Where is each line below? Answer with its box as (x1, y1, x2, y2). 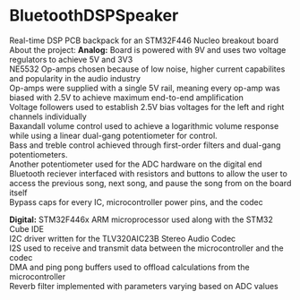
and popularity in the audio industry (9, 73, 141, 83)
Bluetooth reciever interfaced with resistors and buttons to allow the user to (9, 167, 288, 179)
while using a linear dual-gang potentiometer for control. (9, 130, 218, 141)
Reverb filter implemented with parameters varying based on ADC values (9, 280, 279, 291)
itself (9, 187, 28, 198)
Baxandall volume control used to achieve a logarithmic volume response (9, 120, 279, 131)
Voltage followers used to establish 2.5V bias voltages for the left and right (9, 101, 285, 112)
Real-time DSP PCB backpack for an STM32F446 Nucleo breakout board (9, 35, 279, 46)
